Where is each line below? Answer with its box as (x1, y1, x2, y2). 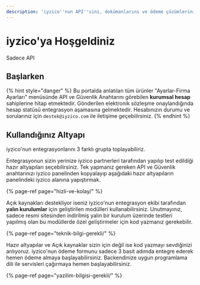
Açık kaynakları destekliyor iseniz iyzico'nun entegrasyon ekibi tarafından (6, 199, 186, 206)
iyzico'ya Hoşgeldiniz (6, 34, 115, 48)
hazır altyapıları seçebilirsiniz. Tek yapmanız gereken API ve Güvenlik (6, 163, 176, 171)
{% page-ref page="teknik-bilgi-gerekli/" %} (6, 230, 116, 237)
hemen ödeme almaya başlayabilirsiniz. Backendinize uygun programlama (6, 254, 187, 261)
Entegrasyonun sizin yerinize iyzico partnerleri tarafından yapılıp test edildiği (6, 157, 193, 165)
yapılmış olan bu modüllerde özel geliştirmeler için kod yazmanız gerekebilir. (6, 218, 193, 225)
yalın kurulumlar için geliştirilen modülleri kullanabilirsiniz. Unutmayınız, (6, 206, 183, 213)
